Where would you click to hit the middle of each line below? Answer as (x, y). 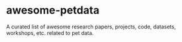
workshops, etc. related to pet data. (50, 33)
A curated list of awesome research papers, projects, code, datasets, (91, 27)
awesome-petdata (53, 10)
